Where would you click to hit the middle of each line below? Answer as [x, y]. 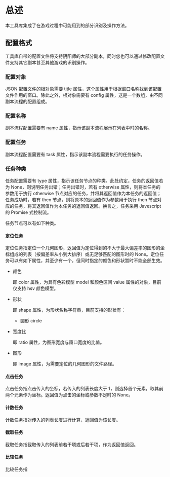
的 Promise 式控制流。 [28, 212]
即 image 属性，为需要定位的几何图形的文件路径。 [65, 364]
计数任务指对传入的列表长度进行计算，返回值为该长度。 [63, 420]
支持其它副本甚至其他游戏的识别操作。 [49, 62]
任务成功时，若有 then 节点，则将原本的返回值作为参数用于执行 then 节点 [81, 199]
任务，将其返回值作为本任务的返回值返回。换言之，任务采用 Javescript [88, 206]
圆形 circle [31, 321]
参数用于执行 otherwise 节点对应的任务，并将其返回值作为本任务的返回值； [83, 193]
